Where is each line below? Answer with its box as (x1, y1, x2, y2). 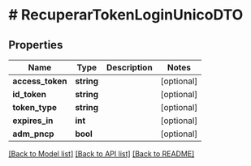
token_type (12, 102, 58, 113)
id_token (12, 89, 47, 100)
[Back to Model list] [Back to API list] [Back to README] (8, 149, 195, 159)
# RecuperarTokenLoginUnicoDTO (8, 6, 244, 24)
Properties (8, 38, 63, 52)
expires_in (12, 115, 54, 126)
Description (106, 62, 153, 73)
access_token (12, 75, 67, 87)
